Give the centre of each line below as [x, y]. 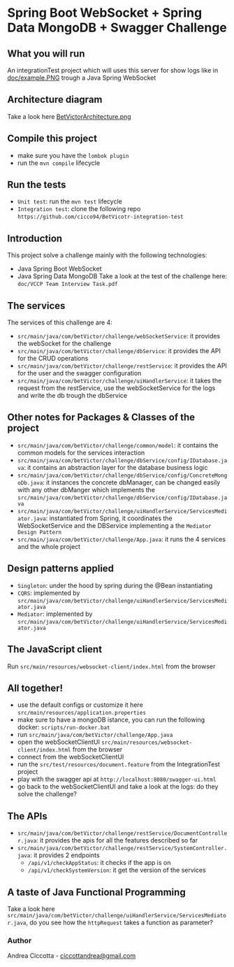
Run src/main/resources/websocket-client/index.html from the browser [111, 666]
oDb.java [30, 483]
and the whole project [49, 546]
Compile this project [52, 139]
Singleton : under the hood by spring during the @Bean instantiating [115, 585]
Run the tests [37, 185]
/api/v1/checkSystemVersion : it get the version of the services [117, 870]
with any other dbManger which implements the [86, 489]
